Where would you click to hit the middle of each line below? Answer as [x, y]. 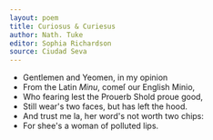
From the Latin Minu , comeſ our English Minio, [109, 87]
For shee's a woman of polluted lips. [91, 126]
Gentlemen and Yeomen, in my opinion [95, 77]
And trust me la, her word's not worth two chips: [113, 116]
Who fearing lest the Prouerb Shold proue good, [112, 97]
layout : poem [34, 18]
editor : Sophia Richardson [61, 43]
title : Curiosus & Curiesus [63, 26]
